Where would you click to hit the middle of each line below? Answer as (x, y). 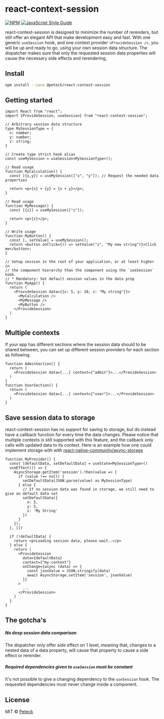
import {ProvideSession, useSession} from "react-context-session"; (76, 116)
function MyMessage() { (29, 206)
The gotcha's (26, 620)
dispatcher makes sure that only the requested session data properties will (80, 53)
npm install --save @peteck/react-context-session (58, 85)
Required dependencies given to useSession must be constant (69, 667)
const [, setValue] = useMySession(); (49, 240)
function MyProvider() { (30, 459)
